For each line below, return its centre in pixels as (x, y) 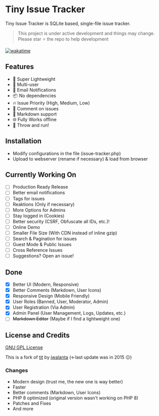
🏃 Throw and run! (31, 125)
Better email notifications (39, 193)
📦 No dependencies (34, 96)
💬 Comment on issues (36, 108)
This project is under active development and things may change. (86, 33)
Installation (23, 141)
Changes (17, 371)
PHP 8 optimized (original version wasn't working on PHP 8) (75, 398)
